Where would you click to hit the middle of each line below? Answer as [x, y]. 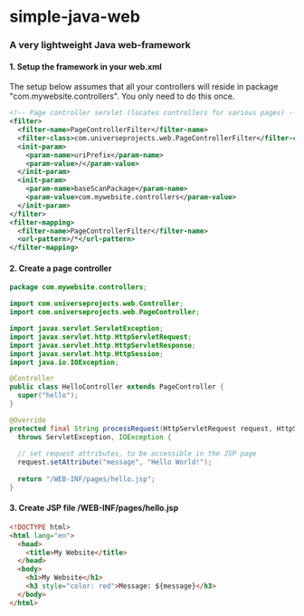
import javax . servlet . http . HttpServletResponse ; [103, 345]
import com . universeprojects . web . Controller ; [96, 304]
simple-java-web [75, 17]
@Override [28, 420]
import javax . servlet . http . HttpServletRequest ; [101, 337]
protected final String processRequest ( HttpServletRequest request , [141, 428]
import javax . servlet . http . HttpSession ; [87, 354]
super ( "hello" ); [48, 396]
